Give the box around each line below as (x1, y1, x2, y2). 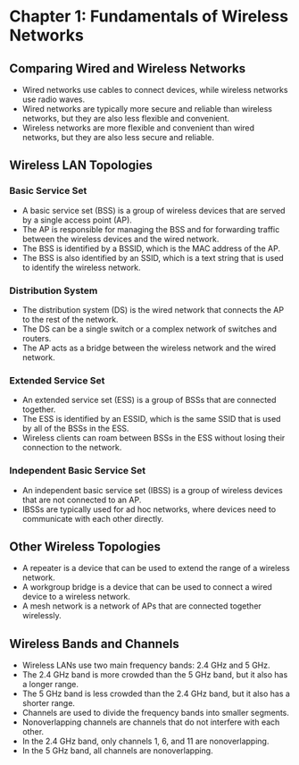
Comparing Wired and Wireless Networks (9, 61, 246, 76)
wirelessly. (21, 610, 62, 621)
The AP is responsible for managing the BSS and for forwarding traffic (21, 223, 280, 234)
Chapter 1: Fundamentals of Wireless (9, 6, 288, 27)
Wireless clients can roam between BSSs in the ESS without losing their (21, 433, 286, 443)
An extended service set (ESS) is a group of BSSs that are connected (21, 395, 277, 406)
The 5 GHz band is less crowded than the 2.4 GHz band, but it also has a (21, 688, 290, 699)
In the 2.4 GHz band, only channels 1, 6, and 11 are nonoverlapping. (21, 736, 270, 747)
